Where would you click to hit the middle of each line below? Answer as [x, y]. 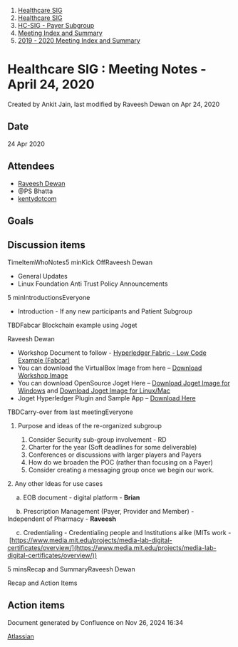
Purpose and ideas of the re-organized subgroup [90, 425]
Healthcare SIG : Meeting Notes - [107, 69]
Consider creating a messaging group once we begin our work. [121, 470]
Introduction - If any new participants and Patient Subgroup [105, 311]
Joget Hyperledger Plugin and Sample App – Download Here [107, 398]
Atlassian [21, 636]
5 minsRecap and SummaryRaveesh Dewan [71, 569]
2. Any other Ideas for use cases [55, 483]
